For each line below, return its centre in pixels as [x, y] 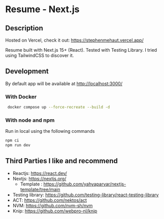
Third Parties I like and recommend [62, 161]
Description [24, 28]
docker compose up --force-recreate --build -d [59, 107]
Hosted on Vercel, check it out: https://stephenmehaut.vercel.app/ [74, 40]
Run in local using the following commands [50, 131]
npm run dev [18, 145]
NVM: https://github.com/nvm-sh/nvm [53, 205]
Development [27, 71]
